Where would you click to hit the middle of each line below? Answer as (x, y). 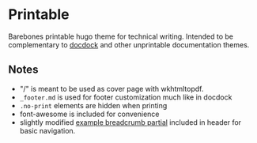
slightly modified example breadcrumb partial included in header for (130, 122)
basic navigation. (47, 130)
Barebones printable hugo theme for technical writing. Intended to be (121, 36)
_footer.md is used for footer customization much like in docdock (126, 97)
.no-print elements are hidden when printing (93, 105)
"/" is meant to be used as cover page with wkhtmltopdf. (111, 88)
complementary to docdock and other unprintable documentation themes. (129, 44)
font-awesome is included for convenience (89, 114)
